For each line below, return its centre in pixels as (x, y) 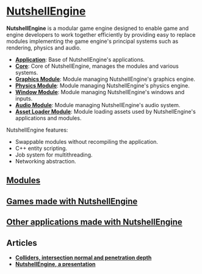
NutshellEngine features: (37, 130)
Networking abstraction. (45, 161)
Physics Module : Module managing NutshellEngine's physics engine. (103, 85)
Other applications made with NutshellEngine (95, 222)
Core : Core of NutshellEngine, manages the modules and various (97, 66)
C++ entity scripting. (41, 148)
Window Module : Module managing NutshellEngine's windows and (100, 92)
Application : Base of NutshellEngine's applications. (80, 59)
